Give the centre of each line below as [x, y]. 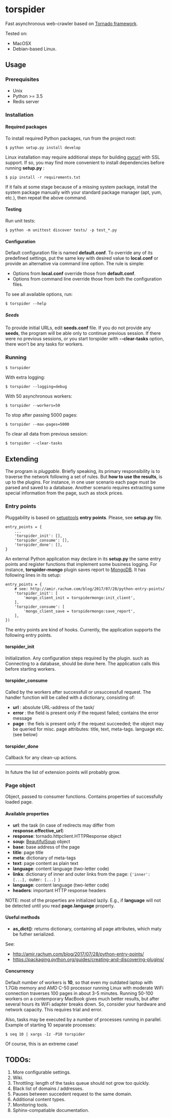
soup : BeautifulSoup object [41, 841]
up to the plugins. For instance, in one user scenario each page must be [81, 482]
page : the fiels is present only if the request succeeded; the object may [88, 723]
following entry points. [29, 635]
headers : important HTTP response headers [59, 890]
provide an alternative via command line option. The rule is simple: [75, 264]
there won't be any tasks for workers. [45, 344]
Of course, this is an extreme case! [42, 1044]
